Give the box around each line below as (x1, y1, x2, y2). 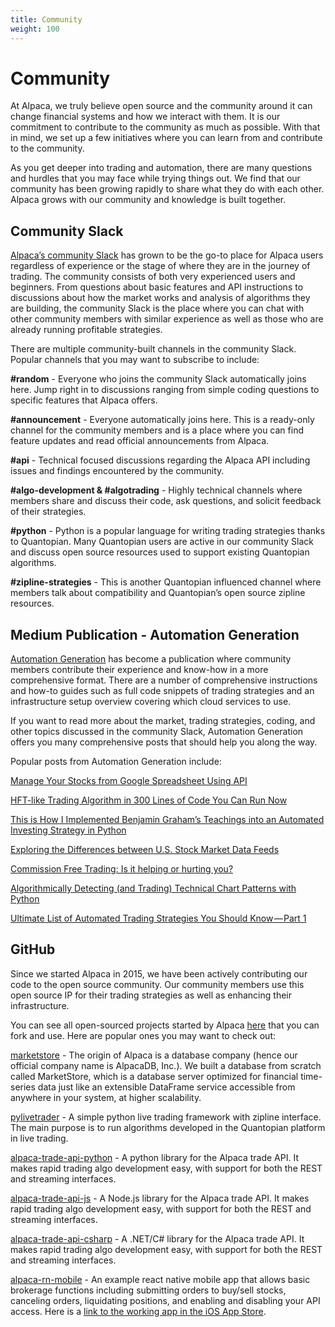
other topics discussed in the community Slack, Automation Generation (10, 726, 304, 738)
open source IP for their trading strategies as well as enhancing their (10, 989, 292, 1001)
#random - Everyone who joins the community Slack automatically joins (10, 373, 307, 385)
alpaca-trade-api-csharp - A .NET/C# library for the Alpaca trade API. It (10, 1232, 305, 1245)
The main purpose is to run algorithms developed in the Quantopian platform (10, 1121, 326, 1133)
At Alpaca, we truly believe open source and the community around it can (10, 100, 313, 112)
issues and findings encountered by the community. (10, 465, 225, 477)
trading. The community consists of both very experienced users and (10, 271, 296, 283)
